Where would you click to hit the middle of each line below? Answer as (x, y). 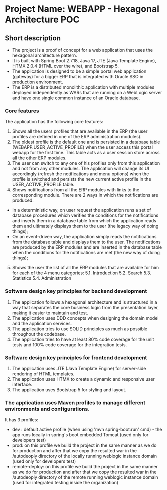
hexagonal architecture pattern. (45, 55)
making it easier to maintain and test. (50, 313)
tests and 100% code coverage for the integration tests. (70, 344)
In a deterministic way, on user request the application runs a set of (82, 210)
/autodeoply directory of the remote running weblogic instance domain (85, 477)
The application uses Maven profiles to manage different (75, 402)
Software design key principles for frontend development (76, 357)
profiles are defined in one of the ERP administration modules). (77, 137)
